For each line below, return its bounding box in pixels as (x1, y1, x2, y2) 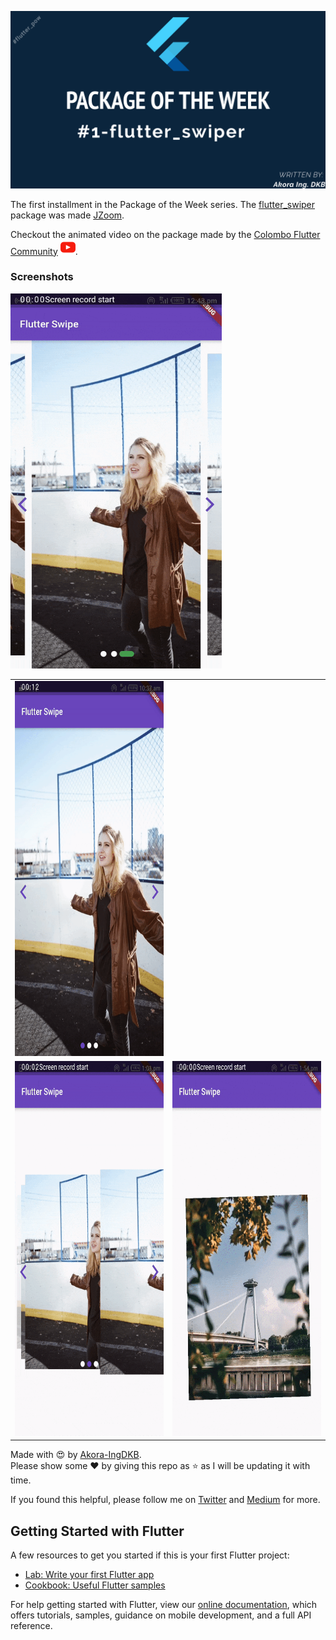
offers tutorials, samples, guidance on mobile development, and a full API (10, 1609, 312, 1621)
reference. (10, 1620, 53, 1632)
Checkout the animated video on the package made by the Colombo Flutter (10, 228, 321, 240)
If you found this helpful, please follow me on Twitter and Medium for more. (10, 1494, 321, 1506)
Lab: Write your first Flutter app (24, 1569, 155, 1581)
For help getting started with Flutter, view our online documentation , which (10, 1599, 318, 1611)
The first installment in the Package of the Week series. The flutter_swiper (10, 198, 316, 210)
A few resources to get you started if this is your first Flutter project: (10, 1549, 290, 1561)
